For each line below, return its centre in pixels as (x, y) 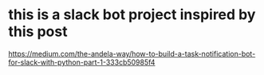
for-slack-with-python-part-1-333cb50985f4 (82, 62)
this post (38, 32)
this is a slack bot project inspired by (132, 15)
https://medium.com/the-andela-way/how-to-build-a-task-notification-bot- (132, 53)
